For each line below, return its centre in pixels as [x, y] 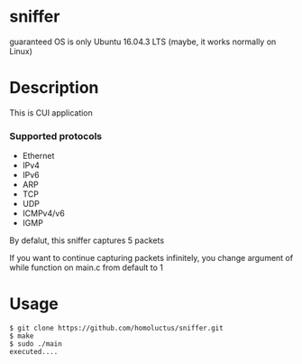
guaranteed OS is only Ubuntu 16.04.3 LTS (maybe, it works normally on [143, 42]
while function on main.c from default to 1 [87, 267]
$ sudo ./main [36, 344]
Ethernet [38, 156]
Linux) [21, 51]
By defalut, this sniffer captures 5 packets [87, 240]
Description [54, 88]
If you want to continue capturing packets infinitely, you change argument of [151, 258]
